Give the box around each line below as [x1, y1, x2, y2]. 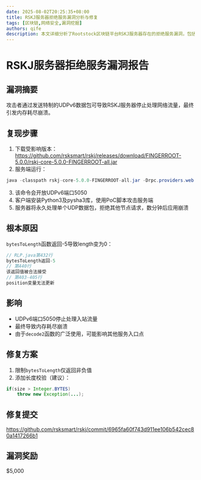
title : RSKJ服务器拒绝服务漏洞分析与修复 [6, 14, 99, 20]
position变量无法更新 [6, 280, 55, 286]
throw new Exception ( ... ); [17, 391, 84, 397]
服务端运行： [14, 165, 47, 173]
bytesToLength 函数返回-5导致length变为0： [6, 240, 112, 247]
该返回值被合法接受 [6, 269, 47, 275]
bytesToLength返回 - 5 [6, 258, 56, 264]
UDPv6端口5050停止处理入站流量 [14, 315, 98, 322]
